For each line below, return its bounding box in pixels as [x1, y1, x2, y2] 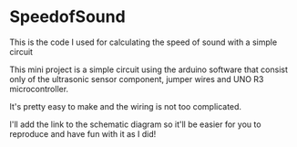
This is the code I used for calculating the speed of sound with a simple [9, 37, 278, 47]
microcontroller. [9, 83, 69, 94]
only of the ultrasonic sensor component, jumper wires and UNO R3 [9, 73, 264, 84]
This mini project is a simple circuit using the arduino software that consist [9, 64, 289, 75]
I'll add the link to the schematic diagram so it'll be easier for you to [9, 119, 261, 130]
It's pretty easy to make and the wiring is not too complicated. [9, 100, 242, 111]
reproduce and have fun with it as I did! [9, 128, 157, 139]
